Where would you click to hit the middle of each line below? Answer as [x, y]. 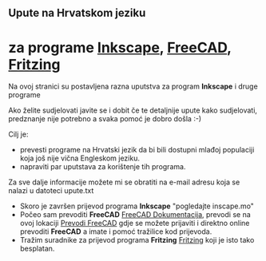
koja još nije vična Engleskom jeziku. [79, 158]
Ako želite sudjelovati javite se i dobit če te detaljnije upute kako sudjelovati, [133, 110]
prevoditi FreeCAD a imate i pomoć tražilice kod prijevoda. [116, 231]
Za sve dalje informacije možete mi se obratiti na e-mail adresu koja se [124, 182]
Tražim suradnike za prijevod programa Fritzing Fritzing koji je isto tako [137, 240]
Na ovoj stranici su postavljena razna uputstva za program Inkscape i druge [133, 86]
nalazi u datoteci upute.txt [51, 191]
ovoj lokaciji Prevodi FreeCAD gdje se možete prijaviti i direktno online [135, 223]
